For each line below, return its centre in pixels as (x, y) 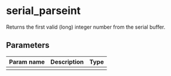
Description (67, 61)
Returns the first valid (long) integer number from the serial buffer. (86, 27)
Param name (27, 61)
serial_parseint (43, 11)
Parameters (28, 45)
